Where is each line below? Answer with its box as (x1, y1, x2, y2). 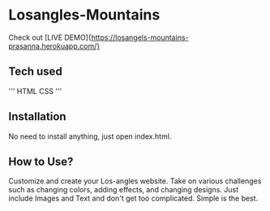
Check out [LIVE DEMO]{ (8, 32, 92, 42)
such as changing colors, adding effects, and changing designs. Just (8, 185, 239, 195)
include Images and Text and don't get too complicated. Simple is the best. (8, 193, 259, 204)
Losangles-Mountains (8, 6, 161, 24)
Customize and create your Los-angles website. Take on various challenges (8, 176, 262, 186)
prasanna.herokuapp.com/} (8, 41, 100, 50)
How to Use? (8, 154, 74, 168)
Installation (8, 110, 66, 123)
